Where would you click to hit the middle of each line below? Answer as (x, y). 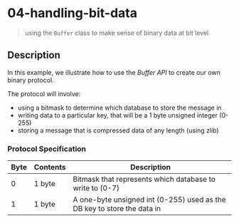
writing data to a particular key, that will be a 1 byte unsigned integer (118, 115)
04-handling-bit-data (72, 13)
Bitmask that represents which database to (144, 180)
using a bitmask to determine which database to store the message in (119, 108)
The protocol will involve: (44, 93)
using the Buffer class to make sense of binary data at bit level (117, 33)
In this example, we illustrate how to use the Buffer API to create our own (114, 72)
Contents (50, 167)
